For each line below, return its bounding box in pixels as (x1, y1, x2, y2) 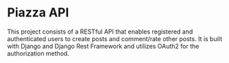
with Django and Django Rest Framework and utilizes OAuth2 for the (7, 42, 200, 50)
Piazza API (7, 5, 69, 21)
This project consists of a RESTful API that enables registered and (7, 27, 193, 36)
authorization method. (7, 49, 70, 58)
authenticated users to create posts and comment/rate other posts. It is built (7, 34, 223, 42)
